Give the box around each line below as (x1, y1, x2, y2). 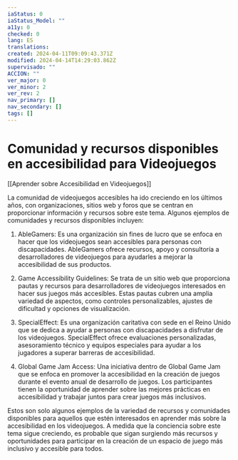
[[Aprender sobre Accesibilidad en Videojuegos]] (7, 179, 152, 188)
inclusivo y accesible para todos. (7, 444, 104, 453)
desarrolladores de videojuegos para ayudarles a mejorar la (17, 252, 193, 261)
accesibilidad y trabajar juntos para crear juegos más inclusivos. (17, 392, 207, 401)
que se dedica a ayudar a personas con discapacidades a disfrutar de (17, 325, 223, 334)
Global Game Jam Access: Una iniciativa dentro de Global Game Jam (17, 362, 221, 371)
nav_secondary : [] (7, 103, 62, 111)
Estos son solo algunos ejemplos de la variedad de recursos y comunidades (7, 406, 231, 414)
